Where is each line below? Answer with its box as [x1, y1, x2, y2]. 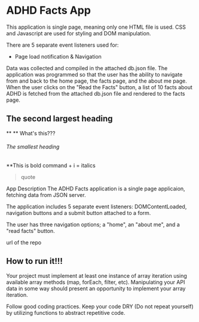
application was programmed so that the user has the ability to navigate [6, 71, 183, 78]
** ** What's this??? [6, 129, 56, 136]
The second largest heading [6, 114, 113, 124]
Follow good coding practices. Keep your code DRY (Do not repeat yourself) [6, 303, 194, 310]
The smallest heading [6, 143, 60, 150]
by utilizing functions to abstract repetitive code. [6, 309, 125, 316]
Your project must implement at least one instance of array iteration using [6, 272, 187, 279]
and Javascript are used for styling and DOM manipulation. [6, 29, 151, 37]
